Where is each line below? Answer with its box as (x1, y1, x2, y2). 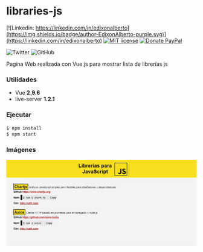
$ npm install (6, 125, 42, 131)
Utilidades (6, 75, 37, 84)
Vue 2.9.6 (14, 89, 40, 96)
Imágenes (6, 146, 36, 154)
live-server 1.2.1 (14, 95, 55, 103)
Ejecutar (6, 110, 32, 119)
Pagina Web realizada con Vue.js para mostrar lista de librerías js (6, 60, 168, 68)
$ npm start (6, 131, 36, 137)
